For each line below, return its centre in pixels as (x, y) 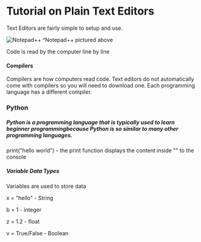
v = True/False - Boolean (37, 233)
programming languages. (40, 135)
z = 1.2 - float (23, 221)
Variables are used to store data (46, 186)
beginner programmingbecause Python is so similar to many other (92, 128)
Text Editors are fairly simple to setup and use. (65, 28)
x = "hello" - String (30, 198)
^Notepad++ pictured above (78, 40)
